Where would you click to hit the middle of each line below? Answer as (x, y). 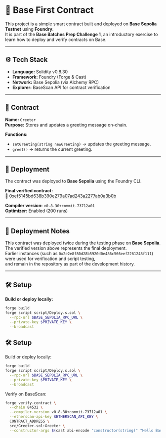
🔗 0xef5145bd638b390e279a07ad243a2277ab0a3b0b (61, 196)
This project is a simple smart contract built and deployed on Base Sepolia (81, 24)
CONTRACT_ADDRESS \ (30, 421)
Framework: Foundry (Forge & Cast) (49, 77)
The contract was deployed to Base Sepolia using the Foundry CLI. (73, 181)
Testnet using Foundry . (29, 29)
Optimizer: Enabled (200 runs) (37, 211)
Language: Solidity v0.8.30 (40, 72)
